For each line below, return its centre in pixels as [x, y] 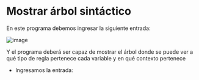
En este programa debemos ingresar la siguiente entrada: [78, 28]
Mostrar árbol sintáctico [69, 11]
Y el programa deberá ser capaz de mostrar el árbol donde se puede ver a [100, 52]
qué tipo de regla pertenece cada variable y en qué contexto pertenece [96, 58]
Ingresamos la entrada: [44, 70]
